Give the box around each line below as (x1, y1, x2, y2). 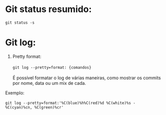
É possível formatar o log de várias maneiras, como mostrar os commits (12, 74, 161, 81)
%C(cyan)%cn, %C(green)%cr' (5, 104, 64, 110)
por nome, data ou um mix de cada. (12, 80, 86, 86)
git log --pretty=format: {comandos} (12, 65, 92, 70)
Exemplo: (5, 89, 25, 96)
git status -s (5, 20, 35, 25)
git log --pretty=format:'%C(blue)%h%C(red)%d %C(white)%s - (5, 100, 136, 105)
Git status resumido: (5, 4, 92, 15)
